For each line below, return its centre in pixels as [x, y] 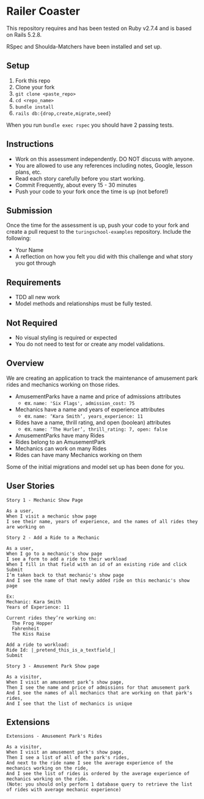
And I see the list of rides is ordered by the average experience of [98, 774]
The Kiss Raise [31, 634]
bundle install [35, 107]
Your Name [29, 250]
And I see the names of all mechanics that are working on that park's [99, 693]
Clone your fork [35, 87]
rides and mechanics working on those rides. [63, 384]
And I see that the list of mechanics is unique [69, 704]
